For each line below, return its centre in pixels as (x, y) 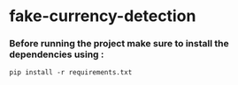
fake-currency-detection (103, 16)
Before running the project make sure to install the (119, 44)
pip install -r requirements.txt (71, 73)
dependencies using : (57, 54)
